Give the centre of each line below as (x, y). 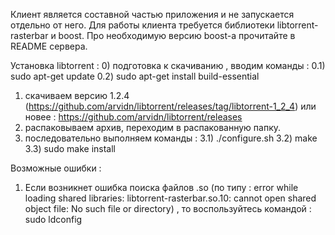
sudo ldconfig (53, 219)
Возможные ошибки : (56, 168)
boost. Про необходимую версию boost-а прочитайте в (177, 35)
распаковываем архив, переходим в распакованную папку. (153, 127)
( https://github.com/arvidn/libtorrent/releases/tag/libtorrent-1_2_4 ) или (170, 106)
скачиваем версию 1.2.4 (77, 95)
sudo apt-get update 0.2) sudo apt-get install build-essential (135, 76)
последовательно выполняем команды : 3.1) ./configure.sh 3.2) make (171, 138)
